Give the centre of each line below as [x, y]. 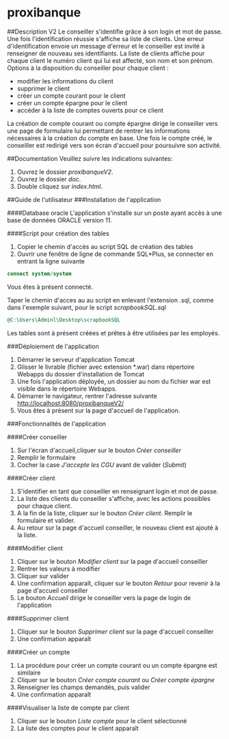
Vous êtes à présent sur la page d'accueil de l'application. [98, 410]
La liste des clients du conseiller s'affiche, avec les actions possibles [113, 498]
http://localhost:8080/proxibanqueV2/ [70, 403]
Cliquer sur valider [43, 575]
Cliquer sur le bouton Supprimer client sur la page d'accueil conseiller [115, 632]
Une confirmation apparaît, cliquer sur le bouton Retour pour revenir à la [119, 583]
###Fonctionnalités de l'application [57, 424]
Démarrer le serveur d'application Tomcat [76, 359]
